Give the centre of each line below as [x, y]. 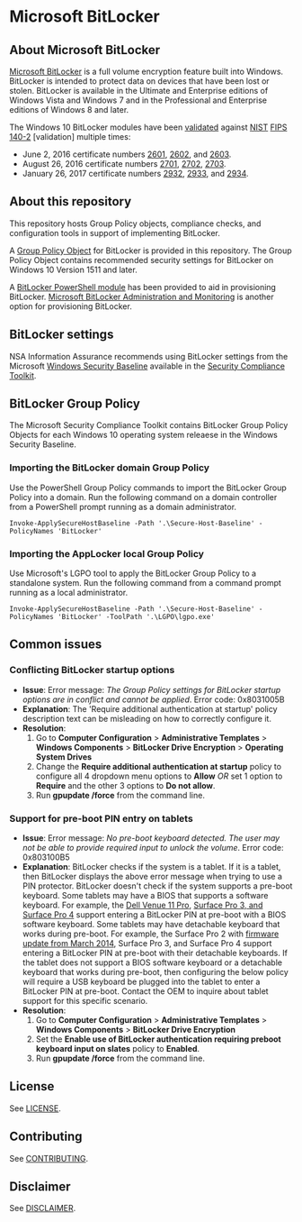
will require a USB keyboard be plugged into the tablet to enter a [141, 982]
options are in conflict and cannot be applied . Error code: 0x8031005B [153, 699]
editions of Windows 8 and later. [69, 109]
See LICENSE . [35, 1108]
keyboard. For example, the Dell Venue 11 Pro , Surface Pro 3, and [142, 905]
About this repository [71, 201]
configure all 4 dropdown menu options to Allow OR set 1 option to [159, 776]
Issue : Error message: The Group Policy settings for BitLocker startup [151, 689]
